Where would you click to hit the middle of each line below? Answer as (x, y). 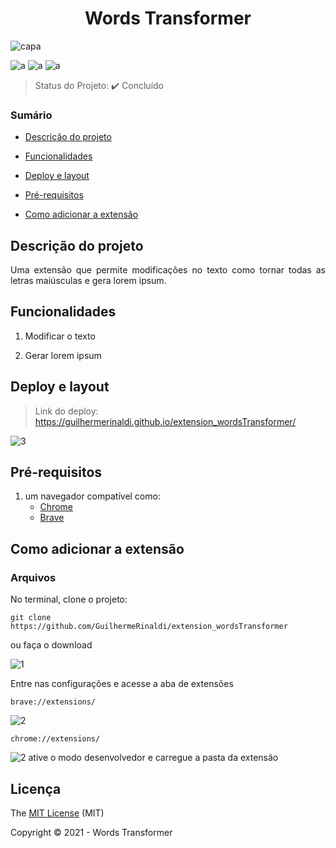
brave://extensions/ (53, 702)
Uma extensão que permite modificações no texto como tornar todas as (168, 270)
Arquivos (33, 577)
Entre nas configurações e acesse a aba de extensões (122, 684)
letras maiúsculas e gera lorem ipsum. (88, 281)
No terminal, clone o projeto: (69, 599)
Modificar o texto (60, 336)
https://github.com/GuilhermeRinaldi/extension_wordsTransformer (149, 627)
